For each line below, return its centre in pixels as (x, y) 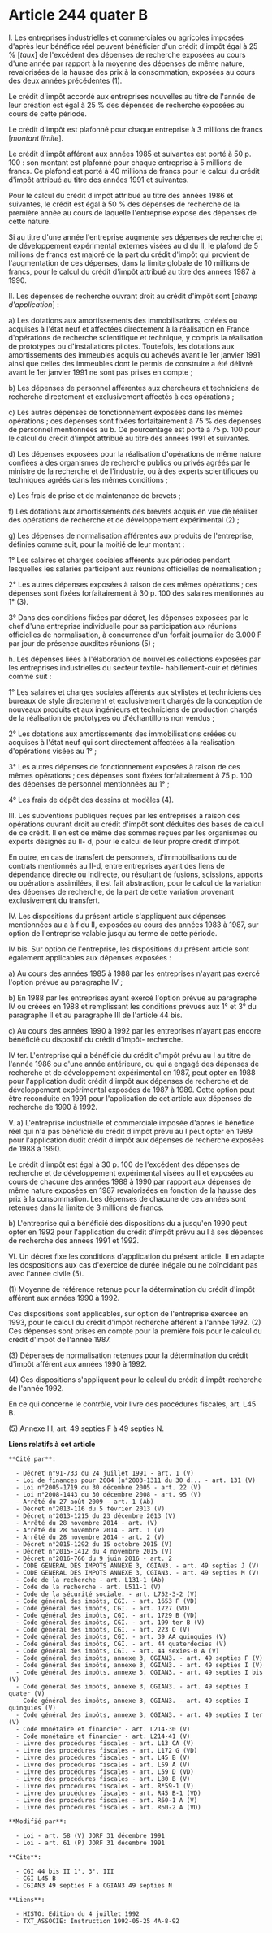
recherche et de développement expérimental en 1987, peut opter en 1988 (132, 1072)
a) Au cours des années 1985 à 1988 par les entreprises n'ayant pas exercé (134, 973)
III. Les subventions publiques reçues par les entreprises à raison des (124, 815)
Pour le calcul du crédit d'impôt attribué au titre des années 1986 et (121, 195)
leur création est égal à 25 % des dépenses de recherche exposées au (127, 105)
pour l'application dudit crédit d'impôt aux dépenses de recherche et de (129, 1081)
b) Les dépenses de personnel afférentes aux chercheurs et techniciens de (134, 388)
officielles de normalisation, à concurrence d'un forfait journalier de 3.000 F (135, 635)
